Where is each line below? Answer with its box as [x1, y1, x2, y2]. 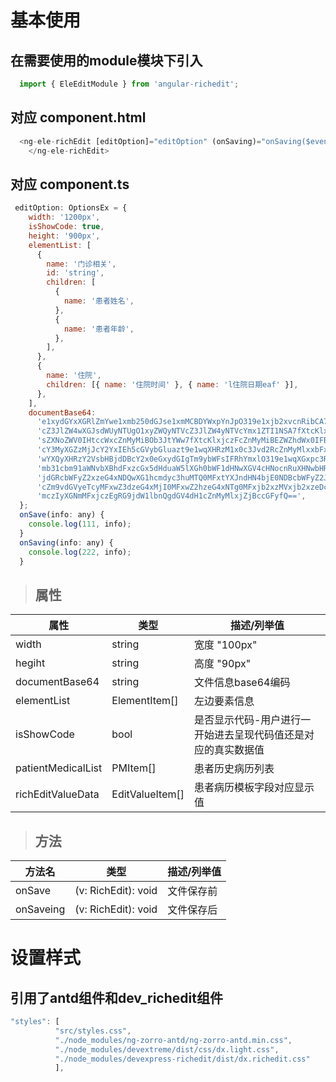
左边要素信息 [193, 694, 255, 708]
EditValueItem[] [111, 787, 185, 801]
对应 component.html [10, 109, 147, 126]
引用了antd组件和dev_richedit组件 [10, 989, 223, 1006]
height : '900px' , [28, 231, 101, 241]
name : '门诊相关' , [46, 259, 117, 269]
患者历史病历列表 [193, 762, 275, 776]
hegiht [15, 656, 46, 670]
